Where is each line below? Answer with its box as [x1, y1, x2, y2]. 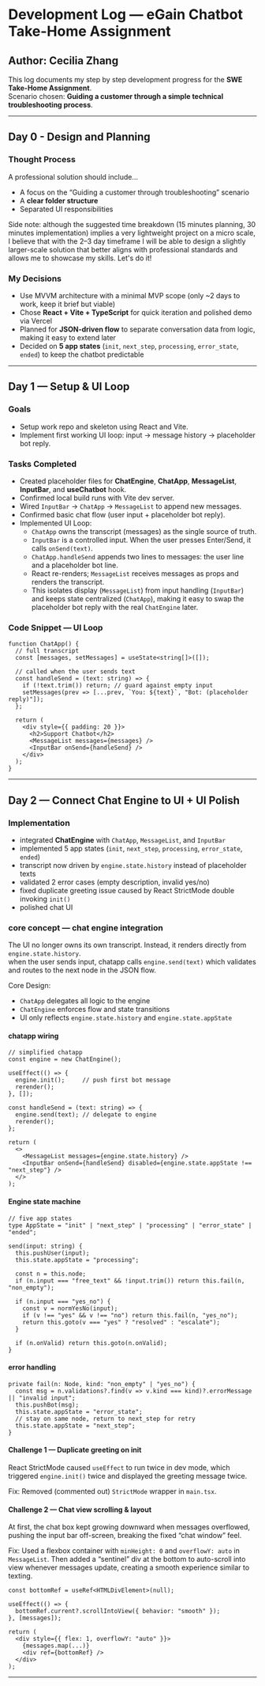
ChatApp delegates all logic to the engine [19, 996, 151, 1006]
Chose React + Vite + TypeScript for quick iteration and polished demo [19, 307, 252, 317]
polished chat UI [19, 902, 73, 911]
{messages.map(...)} [22, 1642, 90, 1650]
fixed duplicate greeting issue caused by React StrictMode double [19, 885, 235, 895]
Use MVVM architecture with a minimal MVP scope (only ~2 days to [19, 290, 241, 300]
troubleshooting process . [8, 100, 93, 109]
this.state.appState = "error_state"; [15, 1408, 144, 1415]
